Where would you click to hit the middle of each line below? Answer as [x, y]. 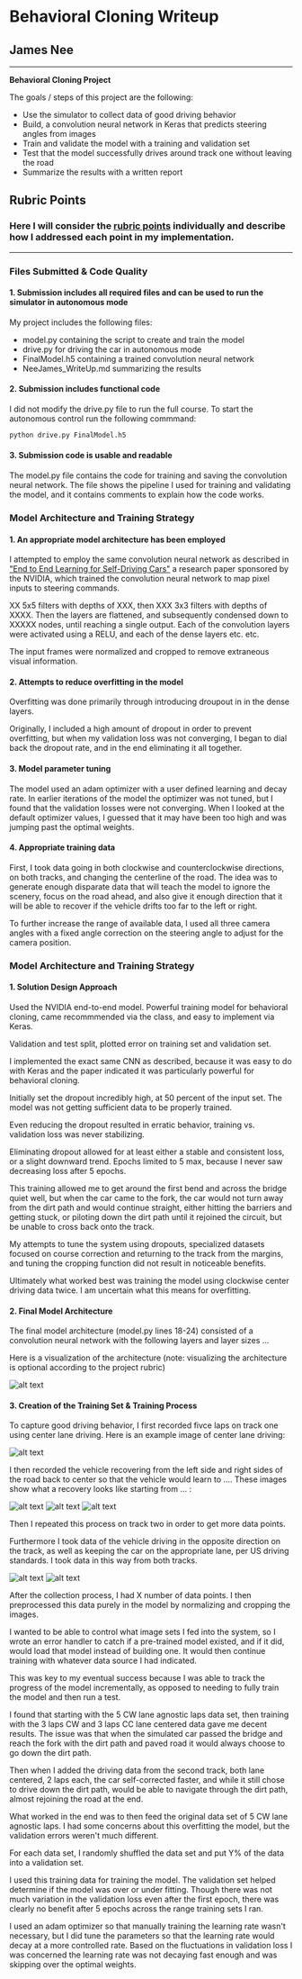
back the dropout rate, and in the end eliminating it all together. [126, 748]
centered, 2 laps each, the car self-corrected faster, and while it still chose [147, 1780]
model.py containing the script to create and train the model [133, 339]
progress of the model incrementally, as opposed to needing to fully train [144, 1688]
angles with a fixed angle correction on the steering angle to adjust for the [147, 933]
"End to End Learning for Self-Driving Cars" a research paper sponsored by [149, 569]
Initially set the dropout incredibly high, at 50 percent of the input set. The [146, 1098]
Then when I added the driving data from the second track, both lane [137, 1770]
